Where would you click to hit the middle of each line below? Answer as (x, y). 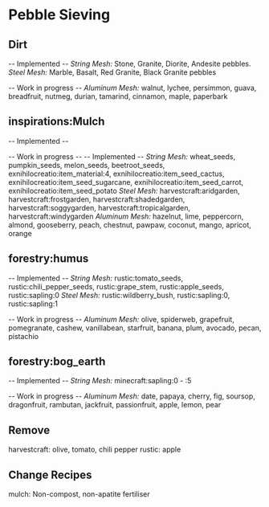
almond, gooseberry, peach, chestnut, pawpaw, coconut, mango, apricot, (130, 225)
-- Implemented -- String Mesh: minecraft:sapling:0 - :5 (100, 381)
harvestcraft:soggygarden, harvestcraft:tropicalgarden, (100, 207)
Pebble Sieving (59, 15)
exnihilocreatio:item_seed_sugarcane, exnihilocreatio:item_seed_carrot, (126, 182)
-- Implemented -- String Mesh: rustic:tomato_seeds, (96, 278)
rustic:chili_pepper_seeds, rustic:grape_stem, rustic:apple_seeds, (116, 286)
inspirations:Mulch (57, 122)
